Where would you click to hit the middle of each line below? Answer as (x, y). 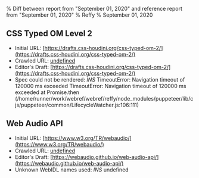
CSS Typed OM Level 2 (49, 34)
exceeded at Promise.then (47, 92)
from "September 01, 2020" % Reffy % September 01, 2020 (80, 15)
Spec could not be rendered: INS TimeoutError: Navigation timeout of (100, 79)
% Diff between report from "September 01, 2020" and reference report (94, 9)
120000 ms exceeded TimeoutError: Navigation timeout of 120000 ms (100, 86)
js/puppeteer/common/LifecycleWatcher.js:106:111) (77, 105)
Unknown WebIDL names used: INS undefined (72, 170)
